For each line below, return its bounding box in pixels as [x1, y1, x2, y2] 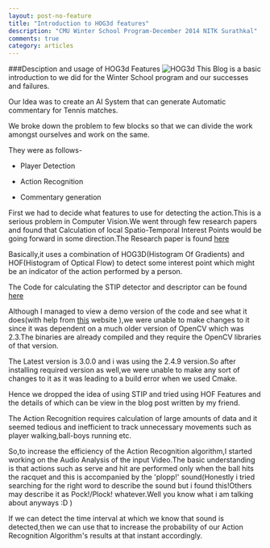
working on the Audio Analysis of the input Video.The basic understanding [8, 455, 255, 465]
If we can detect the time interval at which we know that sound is [8, 514, 224, 524]
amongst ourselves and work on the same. [8, 130, 150, 140]
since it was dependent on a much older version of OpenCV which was [8, 324, 244, 334]
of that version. [8, 341, 59, 351]
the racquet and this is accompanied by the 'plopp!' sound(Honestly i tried [8, 472, 255, 482]
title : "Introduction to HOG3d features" [8, 19, 150, 27]
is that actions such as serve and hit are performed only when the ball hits [8, 464, 255, 474]
